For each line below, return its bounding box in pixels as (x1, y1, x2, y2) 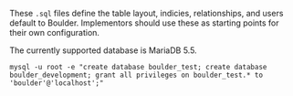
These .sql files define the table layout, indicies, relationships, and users (9, 8, 284, 18)
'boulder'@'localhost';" (9, 79, 104, 88)
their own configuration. (9, 27, 100, 37)
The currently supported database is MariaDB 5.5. (9, 45, 198, 56)
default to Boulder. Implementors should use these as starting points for (9, 17, 280, 28)
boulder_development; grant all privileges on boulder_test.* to (9, 70, 263, 80)
